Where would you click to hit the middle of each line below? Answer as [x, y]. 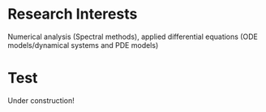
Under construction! [41, 100]
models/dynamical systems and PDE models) [83, 45]
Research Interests [73, 14]
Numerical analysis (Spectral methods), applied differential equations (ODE [133, 37]
